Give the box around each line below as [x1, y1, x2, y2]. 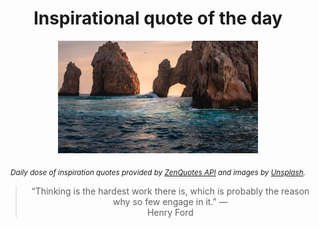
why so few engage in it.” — [113, 195, 228, 207]
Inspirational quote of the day [33, 7, 283, 30]
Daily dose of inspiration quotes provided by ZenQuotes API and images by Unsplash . [10, 167, 306, 177]
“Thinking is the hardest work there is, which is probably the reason [31, 185, 310, 197]
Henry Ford [146, 206, 194, 218]
